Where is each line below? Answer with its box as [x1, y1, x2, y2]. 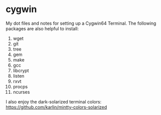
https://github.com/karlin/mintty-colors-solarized [6, 104, 107, 110]
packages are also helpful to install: [6, 25, 79, 31]
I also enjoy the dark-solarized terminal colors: [6, 98, 102, 104]
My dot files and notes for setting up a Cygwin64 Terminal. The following [6, 20, 156, 26]
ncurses [13, 89, 30, 95]
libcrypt [13, 67, 29, 74]
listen [13, 73, 25, 79]
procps [13, 83, 28, 89]
